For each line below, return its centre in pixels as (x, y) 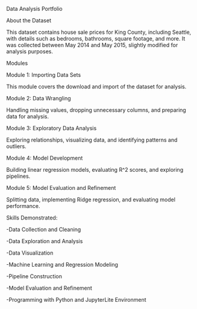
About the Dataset (29, 20)
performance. (23, 206)
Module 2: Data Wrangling (39, 98)
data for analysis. (28, 116)
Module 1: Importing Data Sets (44, 75)
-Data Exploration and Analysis (45, 241)
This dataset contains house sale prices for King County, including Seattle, (99, 32)
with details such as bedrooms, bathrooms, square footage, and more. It (96, 38)
